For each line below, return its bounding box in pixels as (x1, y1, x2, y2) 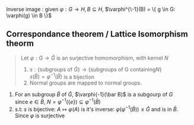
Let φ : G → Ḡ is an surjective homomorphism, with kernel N (20, 54, 168, 61)
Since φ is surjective (14, 112, 65, 119)
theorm (6, 39, 34, 49)
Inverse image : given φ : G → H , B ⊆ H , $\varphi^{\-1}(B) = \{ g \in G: (6, 6, 176, 12)
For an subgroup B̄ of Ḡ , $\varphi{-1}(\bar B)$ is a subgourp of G (14, 91, 173, 98)
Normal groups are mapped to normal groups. (29, 79, 142, 86)
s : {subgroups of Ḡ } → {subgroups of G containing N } (29, 65, 162, 73)
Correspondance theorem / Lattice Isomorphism (6, 29, 188, 39)
